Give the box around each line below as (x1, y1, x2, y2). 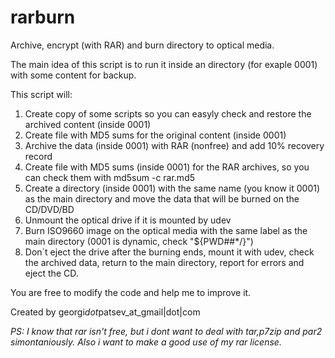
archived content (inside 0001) (24, 118, 152, 130)
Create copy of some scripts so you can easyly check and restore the (24, 107, 312, 120)
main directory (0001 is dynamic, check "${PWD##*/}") (24, 235, 254, 247)
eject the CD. (24, 267, 79, 279)
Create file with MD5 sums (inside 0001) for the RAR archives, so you (24, 161, 310, 173)
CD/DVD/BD (24, 203, 75, 215)
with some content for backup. (10, 69, 137, 81)
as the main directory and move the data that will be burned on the (24, 192, 300, 205)
